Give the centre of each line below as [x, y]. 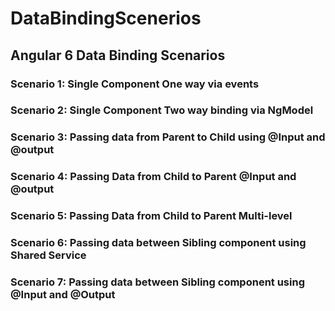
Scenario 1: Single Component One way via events [135, 84]
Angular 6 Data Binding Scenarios [118, 55]
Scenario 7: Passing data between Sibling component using [157, 282]
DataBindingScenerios [106, 18]
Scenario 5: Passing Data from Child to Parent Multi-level [151, 216]
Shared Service [48, 255]
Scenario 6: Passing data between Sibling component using [158, 243]
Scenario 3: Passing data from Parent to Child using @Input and [168, 137]
